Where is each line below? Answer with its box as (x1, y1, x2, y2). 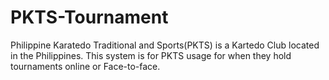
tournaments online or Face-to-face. (10, 60, 161, 72)
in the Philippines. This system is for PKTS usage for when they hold (10, 49, 292, 61)
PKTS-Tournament (10, 6, 169, 29)
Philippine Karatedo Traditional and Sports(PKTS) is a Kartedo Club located (10, 39, 320, 51)
